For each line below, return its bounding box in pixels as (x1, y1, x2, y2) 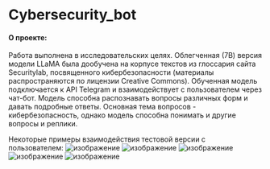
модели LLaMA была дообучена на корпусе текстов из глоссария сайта (8, 59, 256, 69)
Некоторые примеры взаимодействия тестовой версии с (8, 134, 206, 144)
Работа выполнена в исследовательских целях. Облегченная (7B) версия (8, 51, 263, 60)
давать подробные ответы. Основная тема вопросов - (8, 102, 197, 112)
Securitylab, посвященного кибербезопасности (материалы (8, 68, 214, 77)
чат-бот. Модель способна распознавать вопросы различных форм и (8, 93, 248, 103)
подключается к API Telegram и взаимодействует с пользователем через (8, 84, 262, 94)
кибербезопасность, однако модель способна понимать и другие (8, 110, 236, 120)
